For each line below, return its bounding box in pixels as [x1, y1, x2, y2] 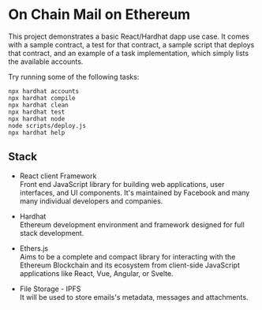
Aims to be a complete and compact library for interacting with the [19, 252, 236, 261]
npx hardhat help [8, 129, 65, 136]
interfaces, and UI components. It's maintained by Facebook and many [19, 188, 250, 197]
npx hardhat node [8, 114, 65, 123]
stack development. [19, 228, 84, 237]
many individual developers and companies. [19, 196, 163, 206]
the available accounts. [8, 57, 84, 66]
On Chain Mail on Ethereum [8, 6, 191, 24]
